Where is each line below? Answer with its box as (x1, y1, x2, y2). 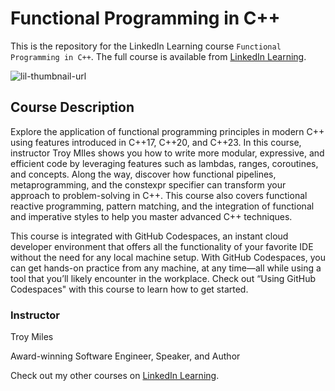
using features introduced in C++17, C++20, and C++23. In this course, (10, 136, 302, 148)
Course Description (10, 99, 135, 116)
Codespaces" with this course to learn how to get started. (10, 283, 249, 295)
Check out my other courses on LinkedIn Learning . (10, 370, 220, 382)
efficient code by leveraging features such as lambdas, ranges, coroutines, (10, 157, 319, 169)
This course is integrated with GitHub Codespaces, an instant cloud (10, 230, 289, 242)
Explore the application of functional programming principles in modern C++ (10, 125, 325, 137)
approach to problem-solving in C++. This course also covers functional (10, 189, 308, 201)
